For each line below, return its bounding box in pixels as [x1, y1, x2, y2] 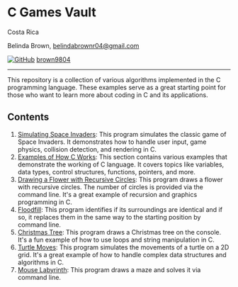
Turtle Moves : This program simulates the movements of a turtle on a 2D [17, 242, 229, 252]
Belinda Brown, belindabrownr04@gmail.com [7, 41, 140, 50]
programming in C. [17, 198, 73, 206]
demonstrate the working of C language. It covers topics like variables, [17, 160, 225, 169]
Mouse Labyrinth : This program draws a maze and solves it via [17, 265, 201, 274]
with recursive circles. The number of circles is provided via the [17, 182, 204, 191]
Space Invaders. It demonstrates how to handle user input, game [17, 137, 207, 146]
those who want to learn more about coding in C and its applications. [7, 90, 208, 99]
